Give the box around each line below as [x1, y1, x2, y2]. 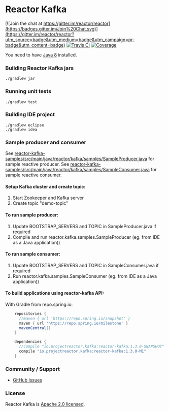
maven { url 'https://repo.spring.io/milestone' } [18, 321, 128, 326]
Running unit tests [5, 88, 52, 95]
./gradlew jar [5, 76, 36, 81]
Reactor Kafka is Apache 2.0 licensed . [5, 401, 85, 407]
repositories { [14, 311, 47, 316]
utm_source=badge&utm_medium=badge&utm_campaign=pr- [5, 37, 135, 43]
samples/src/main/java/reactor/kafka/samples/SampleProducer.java [5, 156, 148, 162]
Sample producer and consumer [5, 139, 86, 146]
